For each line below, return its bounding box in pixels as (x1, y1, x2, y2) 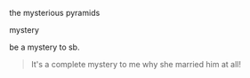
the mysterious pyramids (9, 8, 101, 18)
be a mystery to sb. (9, 42, 80, 52)
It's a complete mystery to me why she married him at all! (30, 59, 242, 69)
